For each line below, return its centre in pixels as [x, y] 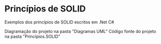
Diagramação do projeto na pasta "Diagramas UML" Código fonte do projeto [80, 31]
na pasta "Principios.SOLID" [33, 36]
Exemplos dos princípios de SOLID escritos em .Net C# [59, 22]
